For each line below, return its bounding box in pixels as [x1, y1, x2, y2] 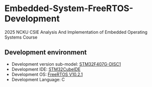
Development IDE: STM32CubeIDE [11, 66, 81, 72]
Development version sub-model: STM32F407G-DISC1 [11, 61, 122, 67]
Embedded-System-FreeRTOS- [4, 3, 134, 14]
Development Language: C [11, 76, 65, 82]
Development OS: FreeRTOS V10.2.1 [11, 71, 83, 77]
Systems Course [4, 34, 38, 40]
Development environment [4, 48, 87, 57]
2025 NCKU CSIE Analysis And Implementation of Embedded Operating [4, 29, 148, 35]
